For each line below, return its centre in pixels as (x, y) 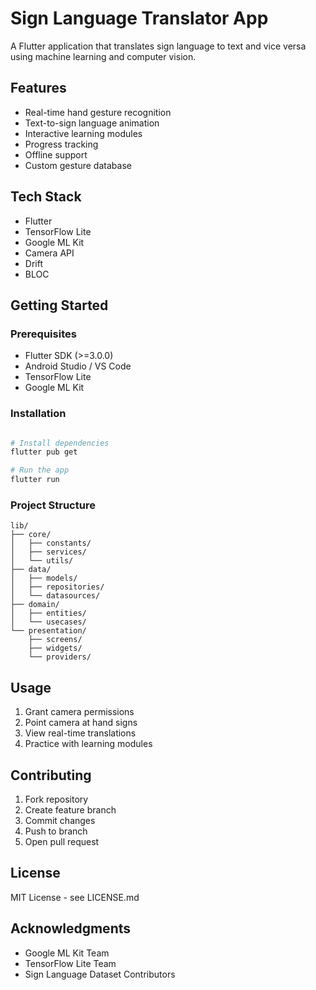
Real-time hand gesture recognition (98, 112)
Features (38, 88)
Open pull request (62, 841)
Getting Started (59, 305)
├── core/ (31, 535)
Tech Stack (46, 197)
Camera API (49, 253)
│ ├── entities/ (48, 613)
